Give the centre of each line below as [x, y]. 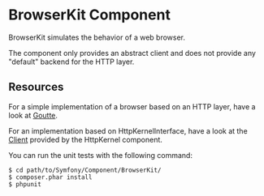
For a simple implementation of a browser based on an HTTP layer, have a [132, 106]
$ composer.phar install [50, 177]
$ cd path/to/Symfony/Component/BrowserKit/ [85, 170]
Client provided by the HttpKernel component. [85, 139]
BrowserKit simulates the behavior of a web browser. [97, 37]
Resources [36, 87]
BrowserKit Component [89, 15]
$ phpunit [25, 184]
